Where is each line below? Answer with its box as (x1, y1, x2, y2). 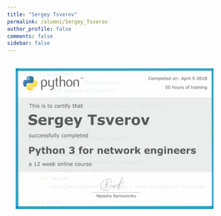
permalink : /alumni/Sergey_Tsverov (7, 18, 108, 25)
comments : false (7, 33, 53, 40)
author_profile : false (7, 25, 72, 32)
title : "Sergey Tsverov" (7, 11, 78, 18)
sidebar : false (7, 40, 50, 47)
